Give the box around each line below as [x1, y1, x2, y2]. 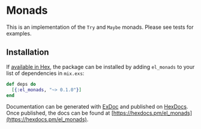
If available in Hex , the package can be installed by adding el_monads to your [6, 63, 195, 70]
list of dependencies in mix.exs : [6, 70, 85, 77]
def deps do [6, 81, 36, 87]
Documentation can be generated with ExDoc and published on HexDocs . [6, 103, 188, 110]
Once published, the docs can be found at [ [6, 109, 114, 117]
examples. [6, 29, 32, 37]
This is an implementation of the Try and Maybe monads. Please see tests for [6, 23, 194, 31]
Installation [6, 47, 49, 58]
